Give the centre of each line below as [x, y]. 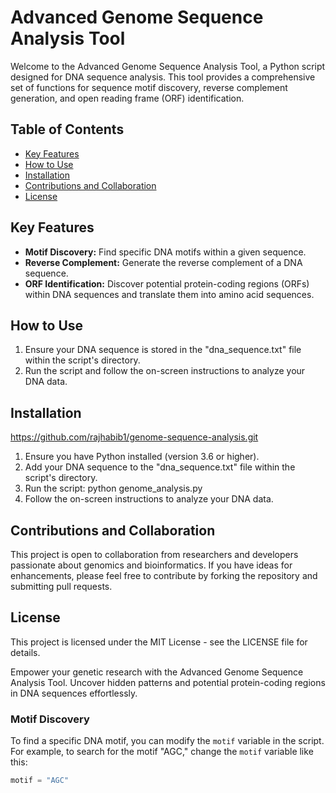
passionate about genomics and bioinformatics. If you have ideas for [151, 565]
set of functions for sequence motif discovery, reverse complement [149, 87]
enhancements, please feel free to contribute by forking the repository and [164, 575]
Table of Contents [67, 129]
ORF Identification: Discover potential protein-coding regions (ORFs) [167, 283]
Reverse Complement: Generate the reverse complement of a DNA [163, 262]
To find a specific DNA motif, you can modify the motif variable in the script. [167, 741]
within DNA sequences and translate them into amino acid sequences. [169, 294]
